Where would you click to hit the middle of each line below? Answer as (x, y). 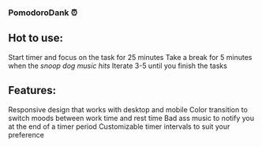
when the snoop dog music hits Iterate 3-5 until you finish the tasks (118, 66)
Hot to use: (36, 38)
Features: (32, 90)
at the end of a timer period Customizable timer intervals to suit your (119, 126)
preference (26, 134)
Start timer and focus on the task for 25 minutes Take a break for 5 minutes (130, 57)
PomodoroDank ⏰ (43, 13)
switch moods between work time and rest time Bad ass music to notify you (131, 118)
